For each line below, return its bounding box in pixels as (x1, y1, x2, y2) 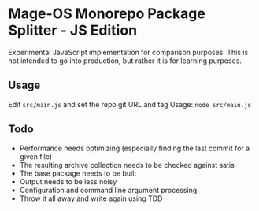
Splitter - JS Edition (8, 21, 138, 39)
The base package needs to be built (19, 168, 137, 178)
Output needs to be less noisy (19, 176, 117, 186)
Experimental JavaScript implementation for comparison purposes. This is (8, 47, 249, 57)
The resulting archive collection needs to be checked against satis (19, 160, 235, 169)
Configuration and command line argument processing (19, 185, 198, 194)
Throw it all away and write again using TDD (19, 194, 163, 203)
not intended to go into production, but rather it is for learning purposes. (8, 56, 242, 65)
